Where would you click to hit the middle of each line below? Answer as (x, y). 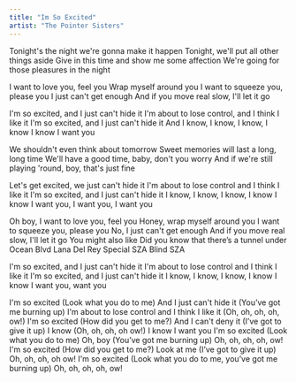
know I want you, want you (58, 285)
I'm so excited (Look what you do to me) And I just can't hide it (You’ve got (145, 302)
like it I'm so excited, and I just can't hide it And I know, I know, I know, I (138, 122)
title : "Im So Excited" (53, 17)
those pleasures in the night (60, 69)
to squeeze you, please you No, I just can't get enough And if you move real (147, 230)
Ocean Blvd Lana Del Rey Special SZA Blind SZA (97, 249)
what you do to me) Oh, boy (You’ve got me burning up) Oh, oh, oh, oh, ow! (146, 340)
